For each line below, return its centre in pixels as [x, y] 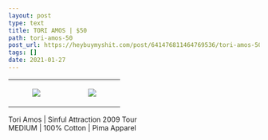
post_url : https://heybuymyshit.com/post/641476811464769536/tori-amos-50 [135, 45]
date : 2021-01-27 [37, 60]
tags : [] [23, 52]
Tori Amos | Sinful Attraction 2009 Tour [73, 119]
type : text [26, 23]
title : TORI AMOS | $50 [48, 30]
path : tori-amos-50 [41, 38]
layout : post [30, 16]
